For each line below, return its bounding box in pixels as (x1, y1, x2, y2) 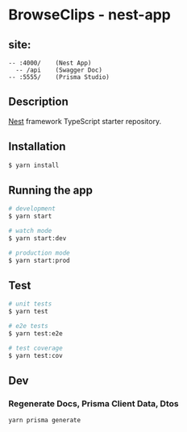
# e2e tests (8, 322, 48, 330)
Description (8, 95, 69, 109)
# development (8, 205, 56, 213)
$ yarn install (8, 161, 60, 169)
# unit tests (8, 300, 52, 308)
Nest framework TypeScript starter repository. (8, 116, 162, 126)
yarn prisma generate (8, 417, 81, 425)
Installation (8, 139, 66, 154)
